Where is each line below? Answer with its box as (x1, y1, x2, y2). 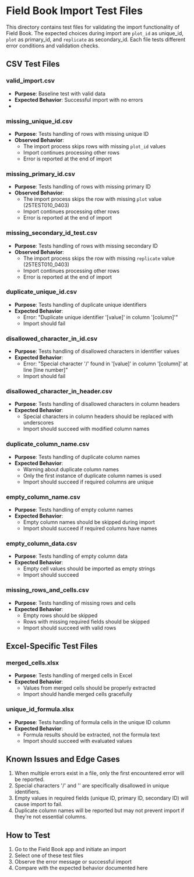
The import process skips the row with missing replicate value (23, 255, 175, 262)
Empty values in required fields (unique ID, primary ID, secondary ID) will (14, 794, 189, 801)
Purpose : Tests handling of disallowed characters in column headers (14, 400, 180, 407)
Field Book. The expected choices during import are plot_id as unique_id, (6, 29, 184, 36)
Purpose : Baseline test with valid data (14, 90, 106, 97)
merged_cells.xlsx (6, 659, 59, 667)
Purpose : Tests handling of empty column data (14, 553, 128, 560)
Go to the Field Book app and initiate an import (14, 846, 126, 853)
